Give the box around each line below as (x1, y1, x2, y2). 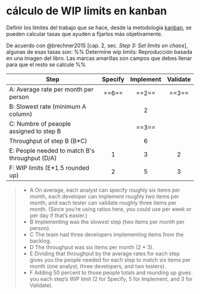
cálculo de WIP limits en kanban (6, 4, 167, 18)
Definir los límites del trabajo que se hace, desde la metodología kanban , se (6, 24, 192, 31)
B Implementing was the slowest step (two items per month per (29, 218, 185, 225)
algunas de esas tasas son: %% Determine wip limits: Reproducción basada (6, 48, 192, 55)
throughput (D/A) (9, 154, 57, 162)
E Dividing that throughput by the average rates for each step (29, 250, 180, 257)
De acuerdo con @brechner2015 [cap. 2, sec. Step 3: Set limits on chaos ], (6, 42, 188, 49)
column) (9, 109, 33, 118)
